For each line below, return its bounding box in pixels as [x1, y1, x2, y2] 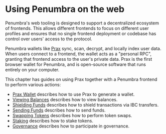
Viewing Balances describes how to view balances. [12, 96, 118, 103]
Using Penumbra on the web [5, 3, 125, 15]
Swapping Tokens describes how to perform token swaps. [12, 112, 132, 118]
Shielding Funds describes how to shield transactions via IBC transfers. [12, 102, 159, 108]
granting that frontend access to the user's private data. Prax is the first [5, 56, 152, 62]
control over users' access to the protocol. [5, 36, 92, 42]
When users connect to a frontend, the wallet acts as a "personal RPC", [5, 51, 152, 57]
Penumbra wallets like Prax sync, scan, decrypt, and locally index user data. [5, 45, 162, 51]
